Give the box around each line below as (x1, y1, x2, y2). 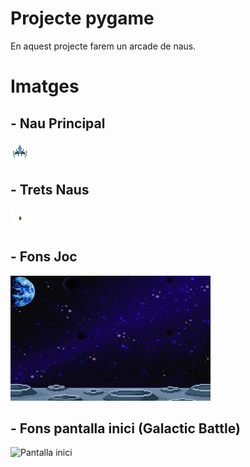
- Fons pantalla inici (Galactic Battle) (10, 420, 241, 437)
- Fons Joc (10, 248, 78, 266)
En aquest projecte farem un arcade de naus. (10, 40, 197, 52)
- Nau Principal (10, 115, 106, 132)
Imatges (10, 75, 80, 98)
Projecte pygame (10, 7, 155, 30)
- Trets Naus (10, 182, 90, 199)
